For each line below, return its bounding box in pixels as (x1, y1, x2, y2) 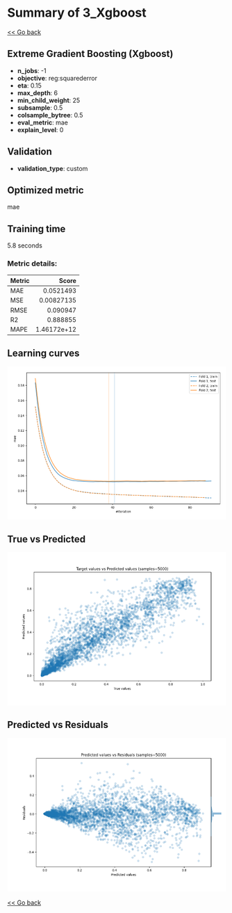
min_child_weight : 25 (17, 96, 81, 104)
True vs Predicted (7, 533, 85, 545)
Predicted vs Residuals (7, 719, 109, 731)
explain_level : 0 (17, 125, 64, 134)
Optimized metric (7, 184, 85, 196)
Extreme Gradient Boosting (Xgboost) (7, 48, 174, 60)
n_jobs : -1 (17, 66, 47, 74)
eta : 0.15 (17, 81, 42, 90)
